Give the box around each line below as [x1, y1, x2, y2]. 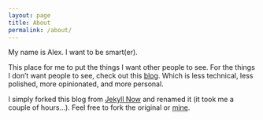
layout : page [8, 11, 51, 20]
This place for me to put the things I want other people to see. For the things [8, 63, 256, 72]
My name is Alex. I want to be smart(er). [8, 48, 138, 57]
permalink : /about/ [8, 26, 72, 34]
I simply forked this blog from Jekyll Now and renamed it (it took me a [8, 95, 235, 104]
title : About [8, 19, 51, 27]
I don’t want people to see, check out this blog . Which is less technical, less [8, 71, 254, 81]
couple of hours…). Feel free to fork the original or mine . [8, 103, 191, 112]
